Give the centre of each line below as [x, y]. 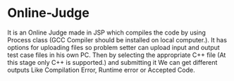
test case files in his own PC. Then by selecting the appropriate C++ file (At [117, 55]
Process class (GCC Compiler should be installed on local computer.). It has [117, 39]
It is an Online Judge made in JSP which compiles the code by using [107, 32]
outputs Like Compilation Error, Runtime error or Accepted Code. [101, 70]
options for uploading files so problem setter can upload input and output [113, 47]
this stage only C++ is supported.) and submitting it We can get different [112, 62]
